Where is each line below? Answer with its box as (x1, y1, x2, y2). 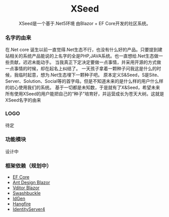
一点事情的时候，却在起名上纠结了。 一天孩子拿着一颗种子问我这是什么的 (5, 66, 157, 72)
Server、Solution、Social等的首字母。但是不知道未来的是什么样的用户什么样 (5, 78, 164, 84)
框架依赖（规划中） (5, 162, 52, 169)
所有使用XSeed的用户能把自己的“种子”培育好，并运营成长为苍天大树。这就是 (5, 91, 164, 97)
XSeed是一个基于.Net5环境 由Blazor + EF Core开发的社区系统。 (18, 20, 151, 26)
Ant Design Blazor (12, 180, 50, 186)
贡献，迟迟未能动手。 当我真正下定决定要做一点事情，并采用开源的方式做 (9, 59, 161, 66)
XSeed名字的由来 (5, 97, 41, 103)
